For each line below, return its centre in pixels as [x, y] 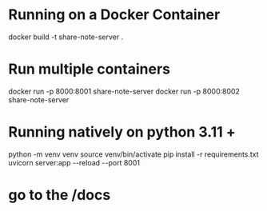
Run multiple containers [89, 69]
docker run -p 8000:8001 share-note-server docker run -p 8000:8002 [124, 91]
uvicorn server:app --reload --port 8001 [74, 162]
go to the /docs [60, 195]
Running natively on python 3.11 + [122, 132]
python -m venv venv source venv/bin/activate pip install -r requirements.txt [133, 154]
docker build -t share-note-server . [66, 37]
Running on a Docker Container [114, 15]
